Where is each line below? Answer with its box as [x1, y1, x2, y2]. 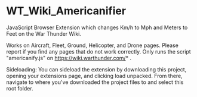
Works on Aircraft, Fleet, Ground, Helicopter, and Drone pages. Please [6, 42, 179, 49]
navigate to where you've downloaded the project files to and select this [6, 79, 184, 86]
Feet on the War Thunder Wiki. [6, 30, 82, 37]
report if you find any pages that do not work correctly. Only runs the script [6, 48, 191, 55]
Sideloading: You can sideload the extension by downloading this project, [6, 65, 187, 73]
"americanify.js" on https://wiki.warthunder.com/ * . [6, 54, 132, 61]
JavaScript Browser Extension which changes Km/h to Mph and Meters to [6, 24, 188, 31]
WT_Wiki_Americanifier [6, 4, 127, 18]
